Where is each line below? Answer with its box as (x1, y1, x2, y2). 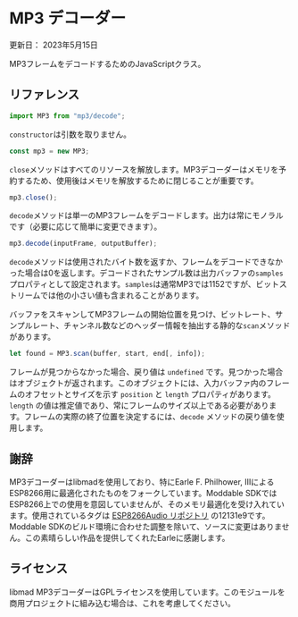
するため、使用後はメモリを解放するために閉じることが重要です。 (16, 175, 259, 186)
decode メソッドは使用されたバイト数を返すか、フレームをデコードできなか (9, 257, 284, 267)
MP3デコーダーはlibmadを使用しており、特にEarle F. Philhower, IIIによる (9, 476, 275, 487)
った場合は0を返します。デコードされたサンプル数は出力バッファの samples (9, 267, 284, 278)
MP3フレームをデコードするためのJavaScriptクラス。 (9, 58, 206, 69)
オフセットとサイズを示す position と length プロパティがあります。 (24, 389, 277, 400)
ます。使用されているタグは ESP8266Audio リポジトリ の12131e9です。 (9, 510, 270, 520)
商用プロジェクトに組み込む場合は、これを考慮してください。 (9, 597, 236, 608)
